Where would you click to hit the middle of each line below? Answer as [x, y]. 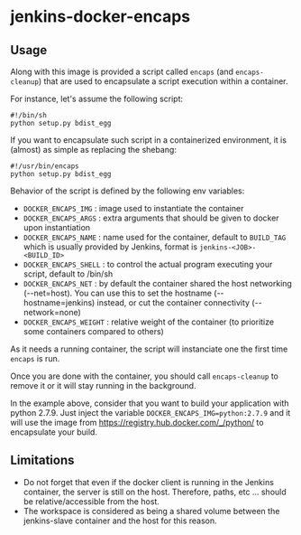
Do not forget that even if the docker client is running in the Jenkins [148, 482]
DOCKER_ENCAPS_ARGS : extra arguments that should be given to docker [151, 218]
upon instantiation [57, 227]
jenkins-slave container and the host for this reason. [120, 521]
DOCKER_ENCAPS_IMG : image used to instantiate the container [133, 208]
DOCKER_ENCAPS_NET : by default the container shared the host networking [157, 283]
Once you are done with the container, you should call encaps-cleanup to [144, 376]
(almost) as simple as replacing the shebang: [93, 150]
